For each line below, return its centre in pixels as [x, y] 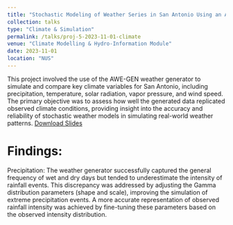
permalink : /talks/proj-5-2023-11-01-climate [74, 37]
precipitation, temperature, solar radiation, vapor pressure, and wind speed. [115, 93]
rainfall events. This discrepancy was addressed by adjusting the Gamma [112, 185]
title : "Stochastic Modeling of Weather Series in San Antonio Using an [114, 15]
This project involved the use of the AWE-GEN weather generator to [104, 79]
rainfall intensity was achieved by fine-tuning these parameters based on [112, 207]
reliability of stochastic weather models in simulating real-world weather [110, 116]
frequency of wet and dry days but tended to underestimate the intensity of [115, 177]
